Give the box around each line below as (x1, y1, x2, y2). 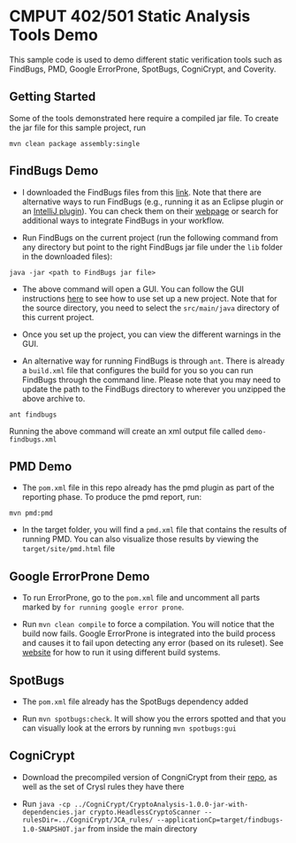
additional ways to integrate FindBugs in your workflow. (21, 215, 224, 226)
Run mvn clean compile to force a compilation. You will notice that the (21, 619, 275, 630)
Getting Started (9, 89, 96, 104)
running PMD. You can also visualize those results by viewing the (21, 533, 259, 545)
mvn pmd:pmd (9, 509, 53, 518)
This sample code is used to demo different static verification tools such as (9, 54, 283, 65)
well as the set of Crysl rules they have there (21, 781, 185, 792)
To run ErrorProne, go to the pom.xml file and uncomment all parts (21, 593, 261, 603)
